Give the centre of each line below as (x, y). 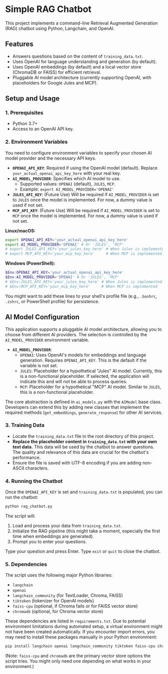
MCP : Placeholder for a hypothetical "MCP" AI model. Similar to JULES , (90, 387)
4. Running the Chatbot (34, 481)
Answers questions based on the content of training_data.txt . (78, 56)
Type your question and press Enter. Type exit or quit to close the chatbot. (83, 551)
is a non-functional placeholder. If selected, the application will (84, 376)
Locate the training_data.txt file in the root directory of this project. (83, 436)
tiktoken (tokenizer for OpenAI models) (53, 601)
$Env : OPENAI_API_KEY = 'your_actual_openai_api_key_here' (64, 273)
